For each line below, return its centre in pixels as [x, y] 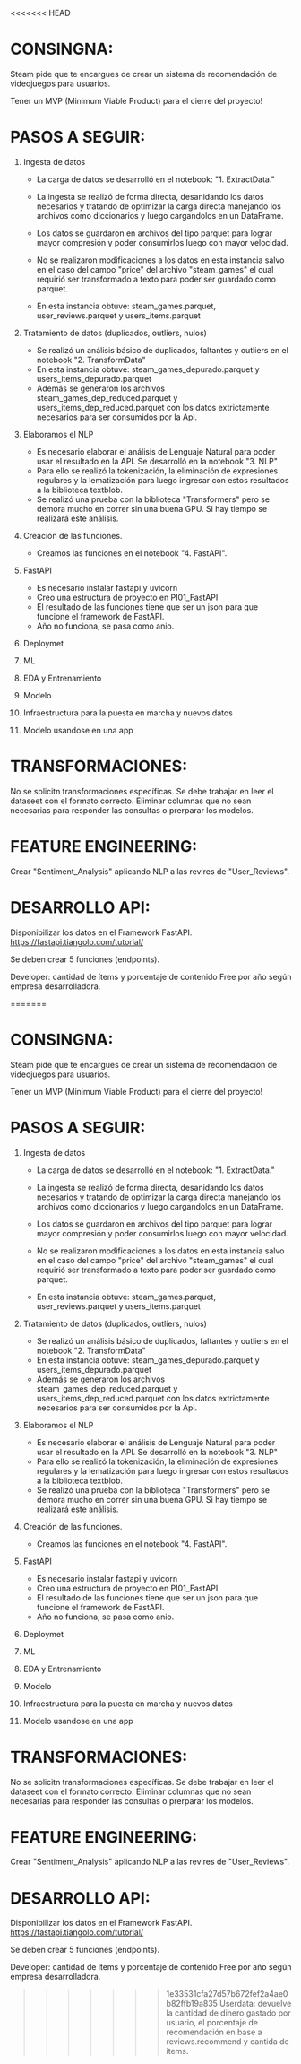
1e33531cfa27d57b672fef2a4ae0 [227, 1994]
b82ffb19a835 [192, 2004]
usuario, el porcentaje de [212, 2023]
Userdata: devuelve [256, 2004]
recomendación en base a [214, 2032]
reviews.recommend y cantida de [228, 2042]
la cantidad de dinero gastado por [228, 2013]
